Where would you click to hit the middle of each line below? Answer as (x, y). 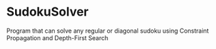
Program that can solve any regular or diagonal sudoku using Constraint (108, 31)
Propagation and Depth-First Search (57, 37)
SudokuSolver (48, 12)
